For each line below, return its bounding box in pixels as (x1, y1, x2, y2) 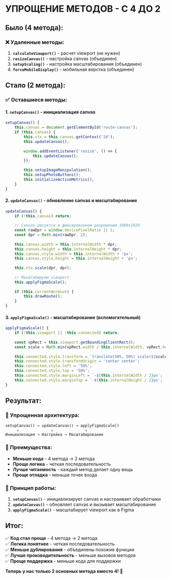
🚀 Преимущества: (5, 444, 52, 451)
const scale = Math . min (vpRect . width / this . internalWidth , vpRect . (14, 344, 163, 350)
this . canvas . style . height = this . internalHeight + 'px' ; (14, 256, 138, 261)
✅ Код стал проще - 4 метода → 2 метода (5, 535, 98, 541)
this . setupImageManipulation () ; (23, 167, 93, 173)
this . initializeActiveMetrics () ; (23, 177, 95, 182)
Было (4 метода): (5, 23, 64, 32)
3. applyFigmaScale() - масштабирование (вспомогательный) (5, 314, 141, 321)
